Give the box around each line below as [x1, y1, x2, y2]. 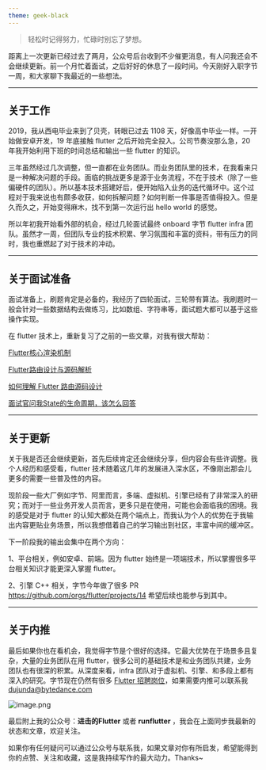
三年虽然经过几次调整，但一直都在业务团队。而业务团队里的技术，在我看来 [8, 163, 251, 173]
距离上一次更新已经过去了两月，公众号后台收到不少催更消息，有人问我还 [8, 51, 244, 60]
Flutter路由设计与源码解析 [8, 365, 93, 375]
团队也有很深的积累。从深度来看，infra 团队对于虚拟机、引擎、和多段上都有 [8, 665, 254, 675]
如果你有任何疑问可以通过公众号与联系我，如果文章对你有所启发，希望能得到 [8, 742, 258, 753]
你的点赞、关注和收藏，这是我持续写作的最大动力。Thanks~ [8, 753, 203, 762]
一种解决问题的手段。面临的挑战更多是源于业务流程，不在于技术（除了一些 [14, 173, 258, 182]
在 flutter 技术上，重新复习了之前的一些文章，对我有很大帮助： [8, 331, 212, 341]
